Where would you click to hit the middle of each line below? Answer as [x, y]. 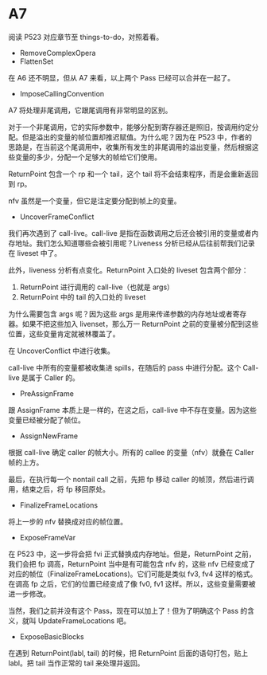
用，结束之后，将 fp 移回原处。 [59, 489]
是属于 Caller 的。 [50, 377]
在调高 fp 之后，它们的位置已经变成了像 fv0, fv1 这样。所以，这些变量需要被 [132, 583]
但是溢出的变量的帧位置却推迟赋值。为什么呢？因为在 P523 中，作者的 [137, 137]
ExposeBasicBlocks [52, 636]
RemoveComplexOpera [58, 53]
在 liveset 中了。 [35, 253]
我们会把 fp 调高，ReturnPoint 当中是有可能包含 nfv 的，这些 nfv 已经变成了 [132, 563]
